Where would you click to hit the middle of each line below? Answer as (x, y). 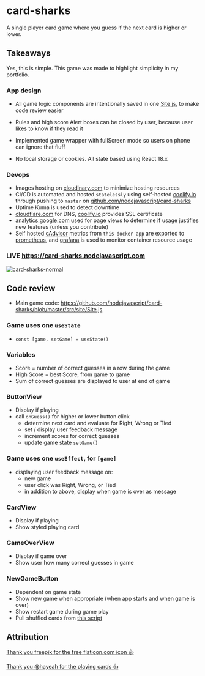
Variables (21, 354)
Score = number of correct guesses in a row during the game (92, 368)
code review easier (39, 110)
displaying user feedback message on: (64, 472)
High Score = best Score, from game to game (73, 374)
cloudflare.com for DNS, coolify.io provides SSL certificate (89, 214)
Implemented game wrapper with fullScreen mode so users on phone (102, 141)
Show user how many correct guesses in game (74, 563)
